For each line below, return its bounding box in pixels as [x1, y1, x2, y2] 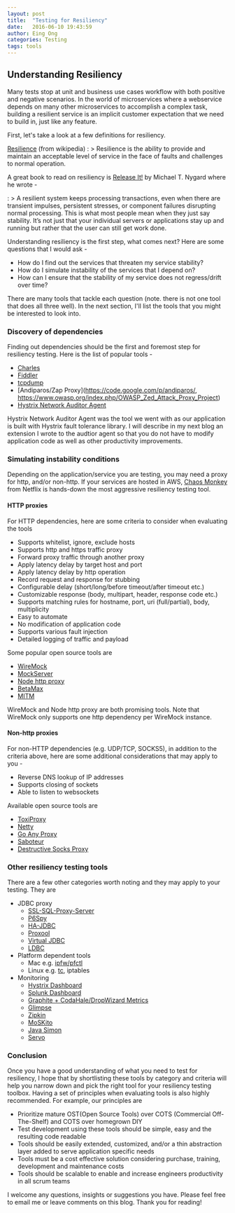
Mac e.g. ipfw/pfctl [27, 958, 83, 968]
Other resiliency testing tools [7, 862, 108, 872]
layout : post [7, 10, 45, 18]
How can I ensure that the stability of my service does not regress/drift [17, 273, 222, 281]
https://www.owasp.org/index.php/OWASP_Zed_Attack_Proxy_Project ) [17, 393, 220, 402]
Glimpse [27, 1003, 52, 1012]
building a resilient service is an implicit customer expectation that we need [7, 109, 225, 118]
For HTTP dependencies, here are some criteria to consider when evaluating [7, 517, 228, 525]
